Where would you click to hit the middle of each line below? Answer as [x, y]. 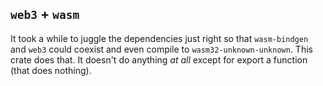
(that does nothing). [51, 70]
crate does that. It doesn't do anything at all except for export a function [159, 59]
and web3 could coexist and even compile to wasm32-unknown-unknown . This [161, 49]
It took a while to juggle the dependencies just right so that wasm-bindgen [159, 38]
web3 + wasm [45, 14]
